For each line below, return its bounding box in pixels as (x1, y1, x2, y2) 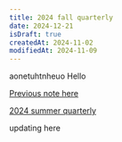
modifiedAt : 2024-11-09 (9, 46, 98, 55)
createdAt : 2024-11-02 (9, 38, 94, 47)
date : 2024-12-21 (9, 21, 74, 30)
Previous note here (9, 88, 78, 99)
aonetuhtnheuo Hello (9, 71, 86, 81)
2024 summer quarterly (9, 105, 96, 116)
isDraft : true (9, 29, 62, 38)
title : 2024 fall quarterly (9, 13, 114, 22)
